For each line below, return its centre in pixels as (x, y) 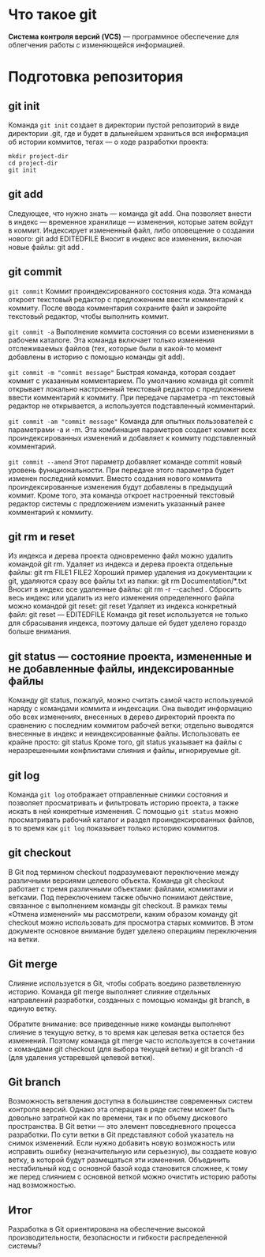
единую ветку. (33, 1008)
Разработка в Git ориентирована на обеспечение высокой (107, 1229)
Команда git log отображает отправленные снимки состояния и (118, 794)
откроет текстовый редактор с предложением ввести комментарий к (126, 299)
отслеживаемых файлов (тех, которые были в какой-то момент (115, 348)
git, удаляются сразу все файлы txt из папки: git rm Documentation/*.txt (127, 581)
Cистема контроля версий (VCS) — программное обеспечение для (123, 36)
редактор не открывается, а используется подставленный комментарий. (132, 406)
